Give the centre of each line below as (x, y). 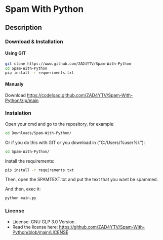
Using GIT (16, 53)
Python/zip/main (22, 100)
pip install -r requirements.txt (40, 170)
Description (23, 27)
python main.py (21, 198)
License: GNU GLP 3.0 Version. (44, 222)
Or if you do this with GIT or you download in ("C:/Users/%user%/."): (75, 143)
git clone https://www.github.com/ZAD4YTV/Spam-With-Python (68, 64)
